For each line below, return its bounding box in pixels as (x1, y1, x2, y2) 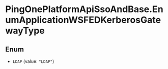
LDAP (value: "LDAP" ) (12, 58, 54, 64)
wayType (5, 25, 45, 36)
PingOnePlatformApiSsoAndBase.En (5, 4, 164, 15)
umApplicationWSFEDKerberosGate (5, 14, 161, 26)
